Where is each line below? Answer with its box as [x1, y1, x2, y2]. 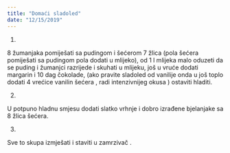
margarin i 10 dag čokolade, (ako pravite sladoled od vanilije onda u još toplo [7, 70, 224, 79]
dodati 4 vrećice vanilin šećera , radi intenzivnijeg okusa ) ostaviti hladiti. [7, 78, 213, 86]
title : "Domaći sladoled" [7, 10, 81, 17]
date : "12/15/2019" [7, 16, 63, 23]
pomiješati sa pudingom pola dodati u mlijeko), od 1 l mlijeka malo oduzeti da [7, 56, 223, 64]
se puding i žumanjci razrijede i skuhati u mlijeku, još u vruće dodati [7, 63, 199, 71]
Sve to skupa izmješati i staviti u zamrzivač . [7, 138, 132, 146]
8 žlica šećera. [7, 111, 49, 120]
